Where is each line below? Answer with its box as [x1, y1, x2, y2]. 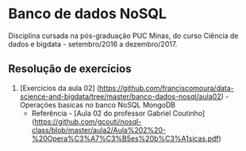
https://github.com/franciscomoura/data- [98, 83, 234, 92]
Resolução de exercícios [8, 62, 132, 76]
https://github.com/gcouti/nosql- [34, 116, 142, 126]
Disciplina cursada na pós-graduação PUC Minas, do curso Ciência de [8, 31, 239, 40]
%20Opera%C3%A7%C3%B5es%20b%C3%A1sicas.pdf [31, 134, 220, 143]
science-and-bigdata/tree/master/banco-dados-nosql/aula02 [19, 92, 221, 101]
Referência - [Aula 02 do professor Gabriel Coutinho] [31, 108, 206, 118]
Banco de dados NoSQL [8, 5, 167, 23]
